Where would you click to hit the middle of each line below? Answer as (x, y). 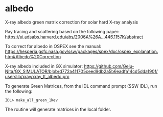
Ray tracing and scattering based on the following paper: (62, 31)
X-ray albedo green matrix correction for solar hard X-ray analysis (72, 22)
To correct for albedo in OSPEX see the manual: (53, 46)
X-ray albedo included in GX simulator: (44, 66)
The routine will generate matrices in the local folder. (58, 109)
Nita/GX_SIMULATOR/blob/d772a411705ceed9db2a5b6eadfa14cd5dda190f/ (81, 71)
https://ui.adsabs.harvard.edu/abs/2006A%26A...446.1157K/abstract (74, 37)
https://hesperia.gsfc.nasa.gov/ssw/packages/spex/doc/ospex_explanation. (81, 51)
